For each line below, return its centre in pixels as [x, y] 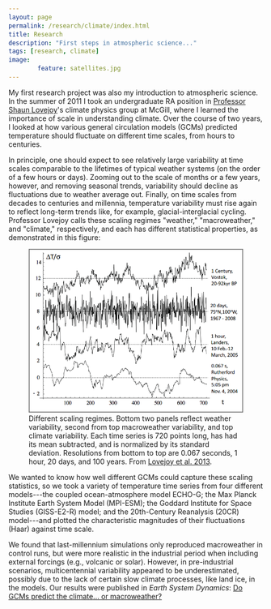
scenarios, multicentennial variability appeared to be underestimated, [124, 570]
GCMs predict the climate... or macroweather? [85, 596]
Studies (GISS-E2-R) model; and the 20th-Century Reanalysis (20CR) [124, 512]
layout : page [30, 17]
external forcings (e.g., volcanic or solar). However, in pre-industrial [121, 562]
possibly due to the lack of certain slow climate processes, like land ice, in [132, 579]
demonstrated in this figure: [55, 237]
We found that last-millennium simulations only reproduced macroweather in [135, 544]
